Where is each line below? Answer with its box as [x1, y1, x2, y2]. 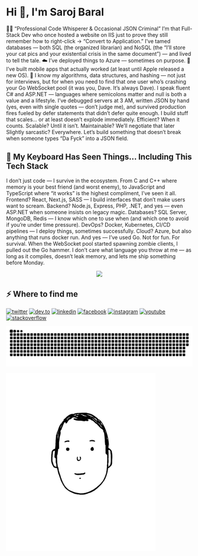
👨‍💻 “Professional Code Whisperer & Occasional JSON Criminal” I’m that [6, 25, 180, 32]
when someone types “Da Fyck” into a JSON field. [6, 135, 129, 142]
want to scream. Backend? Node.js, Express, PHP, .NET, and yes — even [6, 202, 183, 209]
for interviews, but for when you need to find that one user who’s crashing [6, 78, 187, 85]
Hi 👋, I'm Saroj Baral [6, 5, 105, 19]
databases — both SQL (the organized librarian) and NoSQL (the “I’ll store [6, 44, 186, 51]
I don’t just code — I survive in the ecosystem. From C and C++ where [6, 177, 177, 184]
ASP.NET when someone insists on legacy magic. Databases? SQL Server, [6, 208, 187, 215]
